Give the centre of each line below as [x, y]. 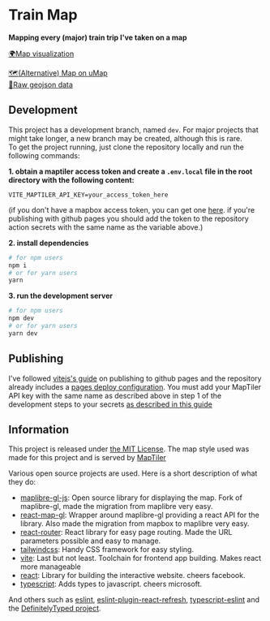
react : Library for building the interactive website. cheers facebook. [133, 576]
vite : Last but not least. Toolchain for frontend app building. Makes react [141, 558]
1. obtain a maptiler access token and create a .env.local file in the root [131, 171]
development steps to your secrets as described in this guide [110, 404]
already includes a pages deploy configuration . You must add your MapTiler [135, 386]
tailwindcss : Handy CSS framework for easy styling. [107, 550]
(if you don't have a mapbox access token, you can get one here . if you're [132, 209]
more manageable [50, 567]
